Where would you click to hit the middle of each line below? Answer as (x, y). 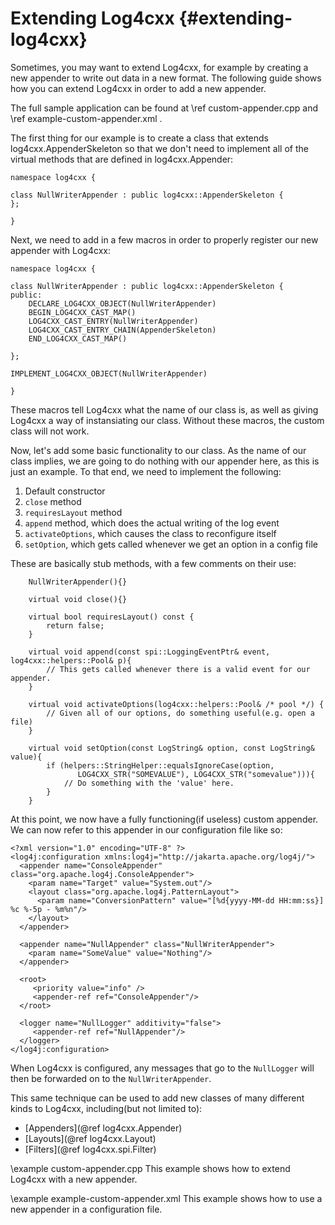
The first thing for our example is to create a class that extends (139, 138)
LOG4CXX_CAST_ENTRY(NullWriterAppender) (113, 321)
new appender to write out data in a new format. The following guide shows (166, 78)
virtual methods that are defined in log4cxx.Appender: (122, 159)
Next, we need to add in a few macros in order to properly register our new (164, 239)
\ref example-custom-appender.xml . (86, 118)
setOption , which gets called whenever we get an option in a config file (171, 544)
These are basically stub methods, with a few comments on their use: (153, 563)
